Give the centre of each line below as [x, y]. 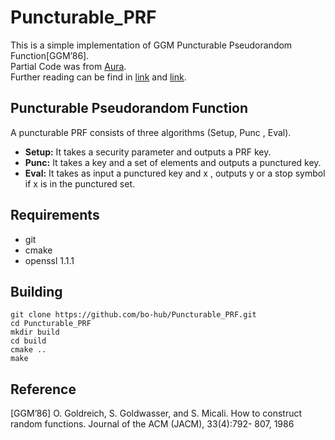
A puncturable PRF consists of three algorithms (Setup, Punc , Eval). [151, 132]
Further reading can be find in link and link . [98, 77]
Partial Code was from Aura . [68, 66]
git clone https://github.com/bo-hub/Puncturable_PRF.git [133, 315]
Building [36, 291]
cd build [28, 341]
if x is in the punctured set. [80, 183]
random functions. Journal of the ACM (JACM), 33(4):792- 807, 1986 [152, 424]
